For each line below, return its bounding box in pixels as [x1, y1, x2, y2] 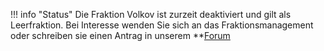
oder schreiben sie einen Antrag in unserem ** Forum [10, 30, 231, 41]
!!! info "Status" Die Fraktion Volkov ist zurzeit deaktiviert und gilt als [10, 9, 292, 20]
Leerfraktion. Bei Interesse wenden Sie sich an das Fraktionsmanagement [10, 19, 314, 31]
